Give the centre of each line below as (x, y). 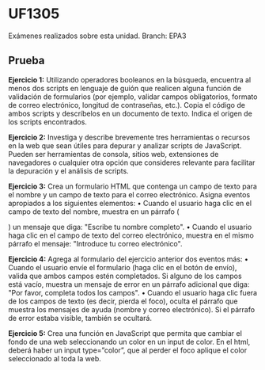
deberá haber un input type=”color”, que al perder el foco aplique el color (128, 350)
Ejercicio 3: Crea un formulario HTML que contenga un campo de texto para (132, 186)
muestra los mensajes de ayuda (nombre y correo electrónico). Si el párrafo (132, 309)
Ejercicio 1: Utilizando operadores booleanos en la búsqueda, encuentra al (130, 79)
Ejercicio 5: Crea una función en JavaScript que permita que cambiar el (125, 333)
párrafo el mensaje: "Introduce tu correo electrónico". (95, 243)
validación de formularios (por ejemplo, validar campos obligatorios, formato (133, 97)
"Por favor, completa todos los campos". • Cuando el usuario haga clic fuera (133, 292)
